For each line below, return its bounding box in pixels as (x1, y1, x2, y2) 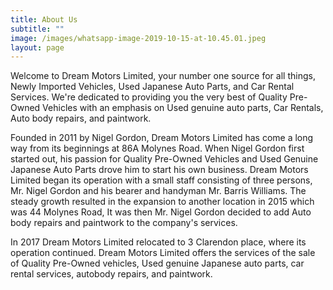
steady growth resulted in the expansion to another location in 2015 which (10, 196, 315, 208)
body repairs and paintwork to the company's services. (10, 217, 238, 229)
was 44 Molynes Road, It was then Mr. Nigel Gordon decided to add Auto (10, 206, 312, 218)
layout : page (10, 42, 65, 53)
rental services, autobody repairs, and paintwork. (10, 268, 213, 280)
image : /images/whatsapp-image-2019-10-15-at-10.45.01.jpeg (10, 33, 267, 43)
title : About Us (10, 14, 78, 25)
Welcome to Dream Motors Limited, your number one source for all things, (10, 70, 316, 82)
